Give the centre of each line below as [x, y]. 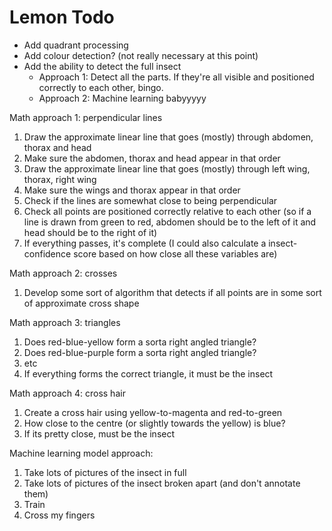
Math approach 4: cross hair [67, 393]
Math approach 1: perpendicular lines [86, 117]
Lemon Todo [62, 17]
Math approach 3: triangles [65, 322]
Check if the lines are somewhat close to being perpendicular [150, 200]
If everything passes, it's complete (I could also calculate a [145, 243]
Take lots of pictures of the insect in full [105, 472]
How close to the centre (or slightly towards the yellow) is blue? [154, 423]
